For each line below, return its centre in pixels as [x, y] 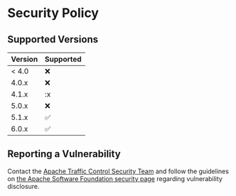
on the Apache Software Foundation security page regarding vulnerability [115, 178]
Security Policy [53, 13]
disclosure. [24, 186]
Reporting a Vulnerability [64, 154]
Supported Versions [53, 39]
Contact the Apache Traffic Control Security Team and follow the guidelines [118, 171]
